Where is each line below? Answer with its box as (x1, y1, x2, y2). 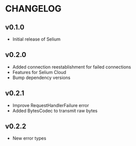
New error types (12, 135, 46, 141)
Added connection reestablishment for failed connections (12, 63, 131, 70)
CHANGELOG (5, 3, 61, 14)
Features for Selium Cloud (12, 69, 66, 75)
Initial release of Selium (12, 36, 61, 42)
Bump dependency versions (12, 74, 71, 80)
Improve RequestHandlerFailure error (12, 102, 89, 108)
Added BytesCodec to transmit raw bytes (12, 107, 98, 113)
